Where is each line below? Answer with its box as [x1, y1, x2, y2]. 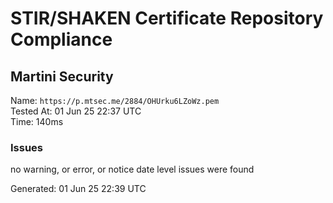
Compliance [10, 28, 113, 51]
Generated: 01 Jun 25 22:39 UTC [10, 183, 147, 195]
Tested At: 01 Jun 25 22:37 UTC [10, 105, 142, 117]
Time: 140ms [10, 116, 64, 127]
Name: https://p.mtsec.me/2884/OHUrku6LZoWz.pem [10, 95, 220, 106]
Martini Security [10, 68, 114, 85]
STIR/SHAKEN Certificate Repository [10, 7, 324, 30]
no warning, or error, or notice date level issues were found [10, 163, 255, 176]
